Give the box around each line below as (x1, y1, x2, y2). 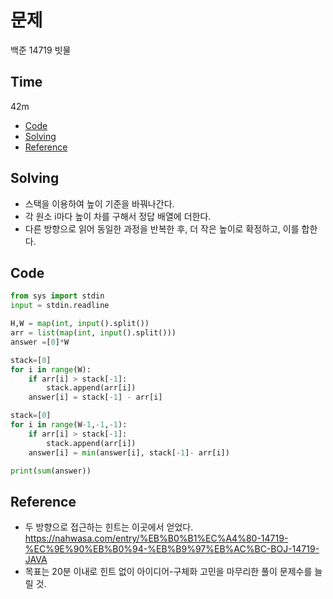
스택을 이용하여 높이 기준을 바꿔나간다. (24, 197, 175, 210)
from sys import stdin (10, 291, 105, 301)
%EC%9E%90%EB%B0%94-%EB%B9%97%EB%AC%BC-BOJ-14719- (24, 543, 320, 555)
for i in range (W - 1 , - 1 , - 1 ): (10, 420, 128, 430)
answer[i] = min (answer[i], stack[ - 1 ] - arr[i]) (28, 447, 230, 458)
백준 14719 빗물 (10, 44, 72, 56)
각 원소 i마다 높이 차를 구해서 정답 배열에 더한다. (24, 210, 212, 222)
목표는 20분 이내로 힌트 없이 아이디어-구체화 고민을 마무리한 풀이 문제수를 (24, 566, 313, 578)
